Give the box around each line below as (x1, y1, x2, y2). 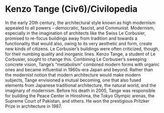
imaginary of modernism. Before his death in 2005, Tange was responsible (5, 87, 156, 93)
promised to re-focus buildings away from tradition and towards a (5, 35, 138, 41)
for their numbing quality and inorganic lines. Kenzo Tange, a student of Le (5, 51, 156, 57)
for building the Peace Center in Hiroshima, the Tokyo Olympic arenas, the (5, 92, 155, 99)
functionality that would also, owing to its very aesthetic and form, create (5, 40, 153, 46)
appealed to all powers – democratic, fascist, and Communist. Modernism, (5, 25, 155, 30)
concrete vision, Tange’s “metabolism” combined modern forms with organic (5, 61, 160, 67)
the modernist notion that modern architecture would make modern (5, 72, 141, 78)
